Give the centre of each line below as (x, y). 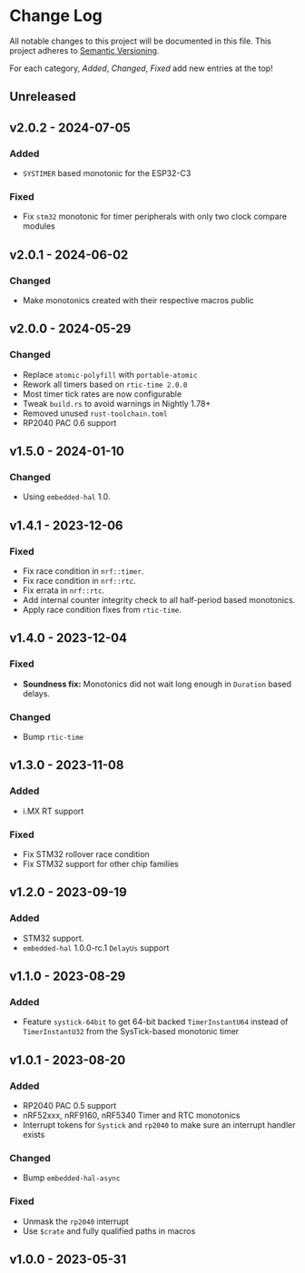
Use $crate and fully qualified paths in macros (109, 1230)
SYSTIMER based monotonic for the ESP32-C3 (107, 173)
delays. (36, 693)
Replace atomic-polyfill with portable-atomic (110, 374)
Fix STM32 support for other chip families (100, 864)
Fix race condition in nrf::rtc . (79, 581)
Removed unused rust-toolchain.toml (95, 413)
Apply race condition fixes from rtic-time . (102, 610)
